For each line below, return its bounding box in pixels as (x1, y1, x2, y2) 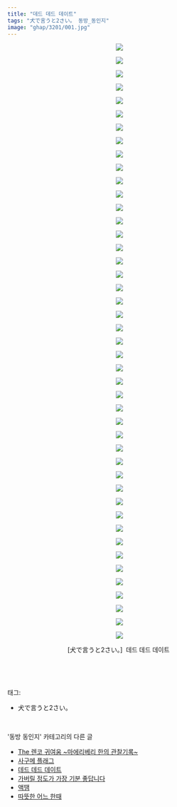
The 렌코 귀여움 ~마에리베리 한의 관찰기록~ (17, 748, 139, 756)
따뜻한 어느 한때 (17, 792, 62, 801)
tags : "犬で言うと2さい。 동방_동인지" (7, 17, 109, 24)
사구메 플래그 (17, 756, 55, 765)
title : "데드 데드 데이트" (7, 10, 77, 18)
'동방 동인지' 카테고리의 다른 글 (7, 732, 93, 741)
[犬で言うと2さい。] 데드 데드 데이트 (67, 646, 170, 654)
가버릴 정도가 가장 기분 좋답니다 (17, 774, 105, 783)
